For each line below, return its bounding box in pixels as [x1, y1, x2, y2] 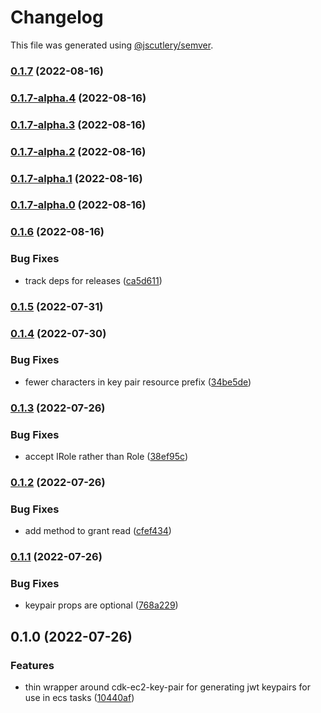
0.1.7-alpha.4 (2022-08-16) [10, 91, 147, 105]
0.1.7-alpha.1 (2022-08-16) [10, 171, 143, 185]
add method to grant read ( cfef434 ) [24, 525, 172, 537]
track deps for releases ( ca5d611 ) [24, 274, 163, 286]
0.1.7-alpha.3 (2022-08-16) [10, 117, 147, 131]
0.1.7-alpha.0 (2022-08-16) [10, 198, 147, 212]
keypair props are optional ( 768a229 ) [24, 599, 179, 611]
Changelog [10, 6, 104, 29]
